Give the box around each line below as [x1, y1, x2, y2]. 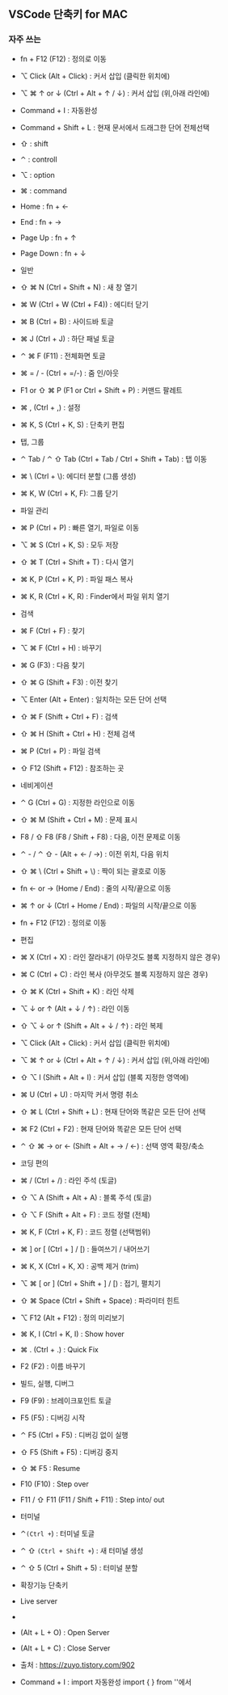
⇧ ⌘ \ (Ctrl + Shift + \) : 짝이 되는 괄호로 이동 [19, 866, 167, 875]
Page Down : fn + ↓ [19, 248, 87, 258]
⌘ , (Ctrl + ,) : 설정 [19, 403, 81, 412]
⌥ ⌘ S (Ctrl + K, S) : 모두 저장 [19, 540, 119, 550]
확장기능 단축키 [19, 1579, 69, 1590]
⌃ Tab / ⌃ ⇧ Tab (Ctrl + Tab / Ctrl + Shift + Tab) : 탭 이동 [19, 453, 208, 463]
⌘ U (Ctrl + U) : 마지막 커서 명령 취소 [19, 1090, 139, 1099]
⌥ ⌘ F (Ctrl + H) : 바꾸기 [19, 643, 103, 652]
